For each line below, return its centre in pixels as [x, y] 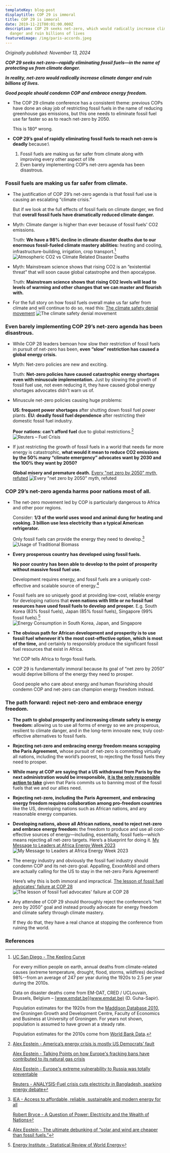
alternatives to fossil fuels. [59, 736]
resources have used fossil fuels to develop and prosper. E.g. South [85, 606]
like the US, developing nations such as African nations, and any [79, 809]
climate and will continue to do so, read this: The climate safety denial [85, 308]
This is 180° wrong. [33, 129]
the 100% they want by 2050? [45, 463]
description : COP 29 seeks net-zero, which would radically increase [80, 29]
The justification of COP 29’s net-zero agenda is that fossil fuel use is [85, 194]
